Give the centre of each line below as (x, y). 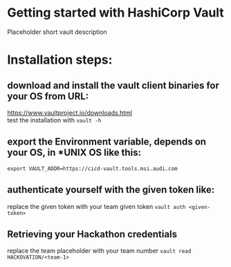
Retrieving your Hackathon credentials (92, 234)
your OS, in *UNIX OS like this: (74, 153)
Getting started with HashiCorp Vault (116, 13)
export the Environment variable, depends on (107, 142)
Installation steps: (60, 60)
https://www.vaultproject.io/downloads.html (70, 113)
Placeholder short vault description (57, 32)
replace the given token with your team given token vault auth (96, 206)
